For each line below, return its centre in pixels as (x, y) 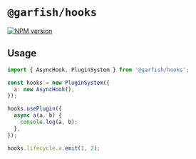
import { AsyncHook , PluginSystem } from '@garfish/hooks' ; (99, 70)
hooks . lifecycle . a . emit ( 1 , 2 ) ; (54, 148)
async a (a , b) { (38, 116)
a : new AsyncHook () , (44, 89)
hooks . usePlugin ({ (35, 109)
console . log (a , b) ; (49, 122)
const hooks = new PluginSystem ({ (59, 83)
